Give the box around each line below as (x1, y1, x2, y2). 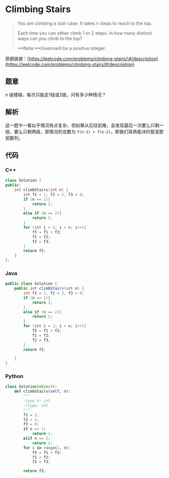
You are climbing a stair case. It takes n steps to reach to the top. (17, 20, 152, 26)
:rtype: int (23, 403, 49, 408)
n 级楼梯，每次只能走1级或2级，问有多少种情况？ (5, 91, 107, 98)
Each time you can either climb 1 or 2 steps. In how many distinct (17, 30, 152, 36)
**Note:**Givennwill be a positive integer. (17, 45, 107, 51)
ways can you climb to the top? (17, 35, 82, 41)
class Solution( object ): (5, 384, 57, 390)
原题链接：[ (5, 56, 29, 62)
